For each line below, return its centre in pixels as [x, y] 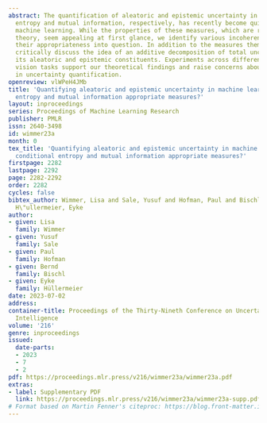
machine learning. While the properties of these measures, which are [135, 30]
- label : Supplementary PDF [55, 392]
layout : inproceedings [46, 104]
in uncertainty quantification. [69, 75]
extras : [21, 385]
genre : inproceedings [44, 333]
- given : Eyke [32, 281]
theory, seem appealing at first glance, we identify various [120, 38]
